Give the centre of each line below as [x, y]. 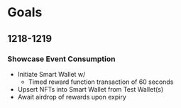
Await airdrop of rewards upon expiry [72, 97]
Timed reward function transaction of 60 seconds [101, 82]
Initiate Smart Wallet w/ [51, 74]
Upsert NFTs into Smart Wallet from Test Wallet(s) [90, 89]
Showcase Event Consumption [61, 59]
